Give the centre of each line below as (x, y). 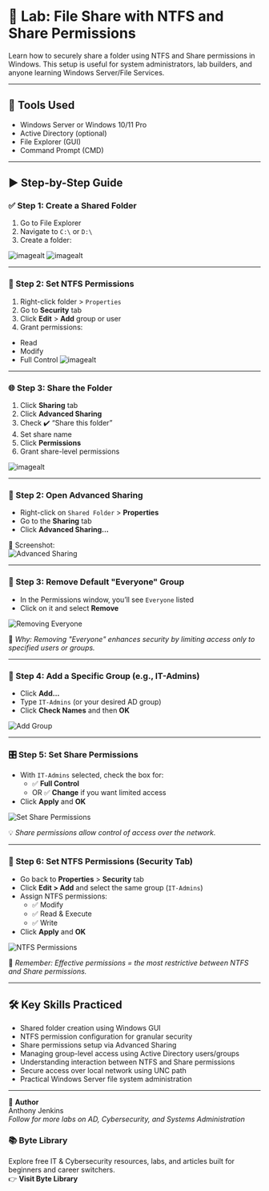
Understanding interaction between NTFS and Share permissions (127, 1062)
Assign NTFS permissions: (64, 896)
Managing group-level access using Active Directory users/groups (130, 1054)
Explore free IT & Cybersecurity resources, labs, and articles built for (121, 1161)
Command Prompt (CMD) (62, 150)
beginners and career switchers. (62, 1169)
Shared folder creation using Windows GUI (90, 1028)
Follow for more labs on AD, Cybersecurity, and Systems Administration (127, 1119)
